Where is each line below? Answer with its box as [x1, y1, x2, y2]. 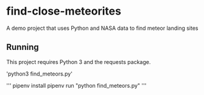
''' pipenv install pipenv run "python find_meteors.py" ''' [6, 82, 147, 89]
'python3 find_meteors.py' [6, 70, 73, 77]
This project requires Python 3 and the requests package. [6, 58, 151, 65]
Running [6, 42, 40, 52]
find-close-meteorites [6, 4, 122, 18]
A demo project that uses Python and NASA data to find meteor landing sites [6, 24, 199, 32]
